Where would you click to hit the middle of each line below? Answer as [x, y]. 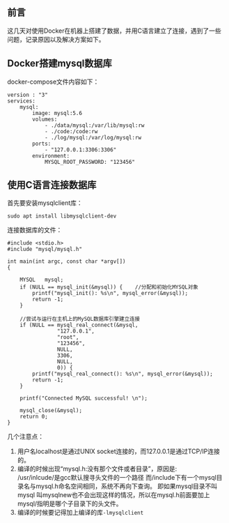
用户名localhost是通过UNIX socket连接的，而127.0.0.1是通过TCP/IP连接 [119, 451]
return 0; [34, 417]
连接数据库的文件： [35, 230]
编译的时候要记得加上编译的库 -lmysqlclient [80, 513]
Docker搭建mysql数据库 [60, 64]
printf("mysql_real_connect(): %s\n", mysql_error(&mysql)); [123, 374]
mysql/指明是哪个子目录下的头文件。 [70, 503]
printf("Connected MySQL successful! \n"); [84, 399]
